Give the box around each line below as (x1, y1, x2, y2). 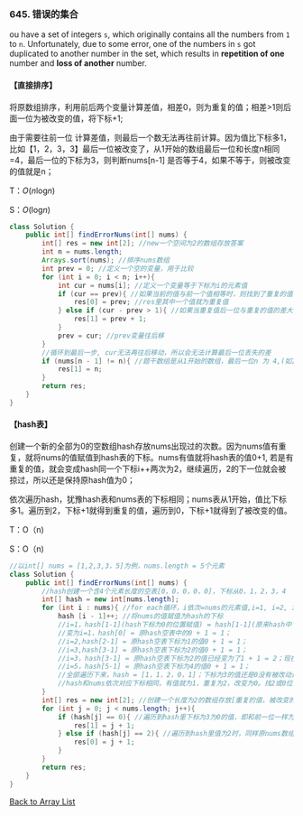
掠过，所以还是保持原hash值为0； (9, 474, 135, 485)
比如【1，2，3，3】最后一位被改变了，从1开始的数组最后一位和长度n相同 (9, 143, 280, 154)
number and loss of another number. (9, 58, 147, 69)
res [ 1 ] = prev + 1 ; (73, 314, 147, 324)
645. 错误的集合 (9, 7, 79, 20)
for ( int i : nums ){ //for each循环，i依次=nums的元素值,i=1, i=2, (41, 603, 289, 613)
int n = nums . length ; (41, 247, 124, 256)
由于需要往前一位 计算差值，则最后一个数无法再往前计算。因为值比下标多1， (9, 132, 291, 143)
